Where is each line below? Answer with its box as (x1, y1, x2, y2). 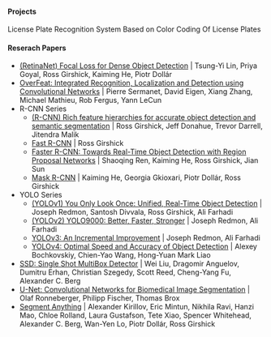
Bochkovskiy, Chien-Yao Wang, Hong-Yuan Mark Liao (31, 250, 212, 260)
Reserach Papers (7, 43, 67, 53)
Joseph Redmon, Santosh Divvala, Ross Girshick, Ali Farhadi (31, 207, 234, 217)
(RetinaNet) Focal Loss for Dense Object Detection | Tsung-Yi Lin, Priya (19, 61, 257, 70)
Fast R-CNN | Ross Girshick (31, 139, 124, 148)
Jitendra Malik (31, 130, 80, 139)
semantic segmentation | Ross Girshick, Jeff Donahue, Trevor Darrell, (31, 122, 263, 131)
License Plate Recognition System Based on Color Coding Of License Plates (7, 24, 261, 34)
